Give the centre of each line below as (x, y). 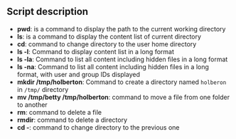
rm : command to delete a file (59, 112)
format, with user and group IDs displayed (78, 74)
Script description (48, 12)
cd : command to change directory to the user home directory (107, 44)
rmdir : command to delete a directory (72, 120)
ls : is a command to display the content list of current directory (109, 36)
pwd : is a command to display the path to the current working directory (121, 29)
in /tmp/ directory (43, 89)
